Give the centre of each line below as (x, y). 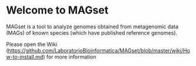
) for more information (70, 57)
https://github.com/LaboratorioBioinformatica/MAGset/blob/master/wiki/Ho (99, 50)
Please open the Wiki (32, 44)
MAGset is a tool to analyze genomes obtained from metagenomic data (92, 27)
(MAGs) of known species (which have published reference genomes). (92, 32)
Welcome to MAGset (57, 10)
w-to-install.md (25, 57)
